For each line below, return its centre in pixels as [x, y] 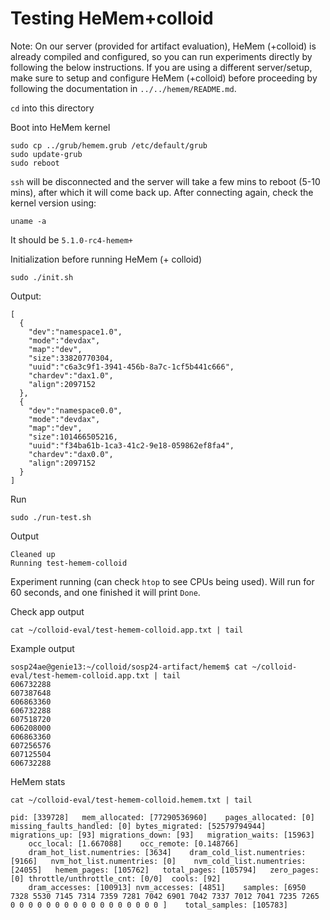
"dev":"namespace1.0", [75, 332]
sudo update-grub [46, 154]
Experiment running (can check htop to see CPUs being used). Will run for [162, 581]
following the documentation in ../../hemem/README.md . [123, 88]
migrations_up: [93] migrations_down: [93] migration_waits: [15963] [162, 835]
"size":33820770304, [71, 358]
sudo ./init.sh [42, 277]
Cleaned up [33, 554]
